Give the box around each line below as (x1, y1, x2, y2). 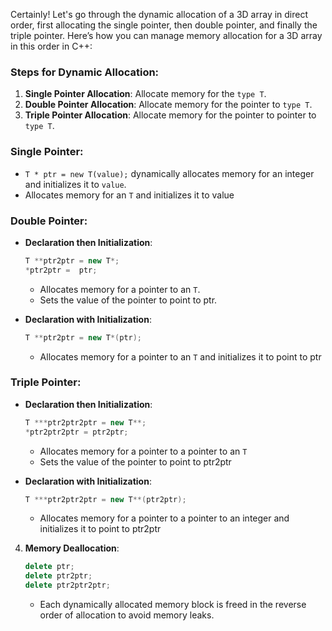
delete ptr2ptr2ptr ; (24, 580, 111, 591)
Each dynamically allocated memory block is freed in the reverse (39, 599, 307, 611)
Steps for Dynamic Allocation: (10, 65, 160, 79)
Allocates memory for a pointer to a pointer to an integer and (39, 512, 290, 524)
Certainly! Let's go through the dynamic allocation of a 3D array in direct (10, 9, 309, 20)
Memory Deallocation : (24, 542, 120, 554)
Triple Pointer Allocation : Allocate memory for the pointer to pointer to (24, 109, 317, 121)
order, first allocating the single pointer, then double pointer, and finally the (10, 19, 318, 31)
